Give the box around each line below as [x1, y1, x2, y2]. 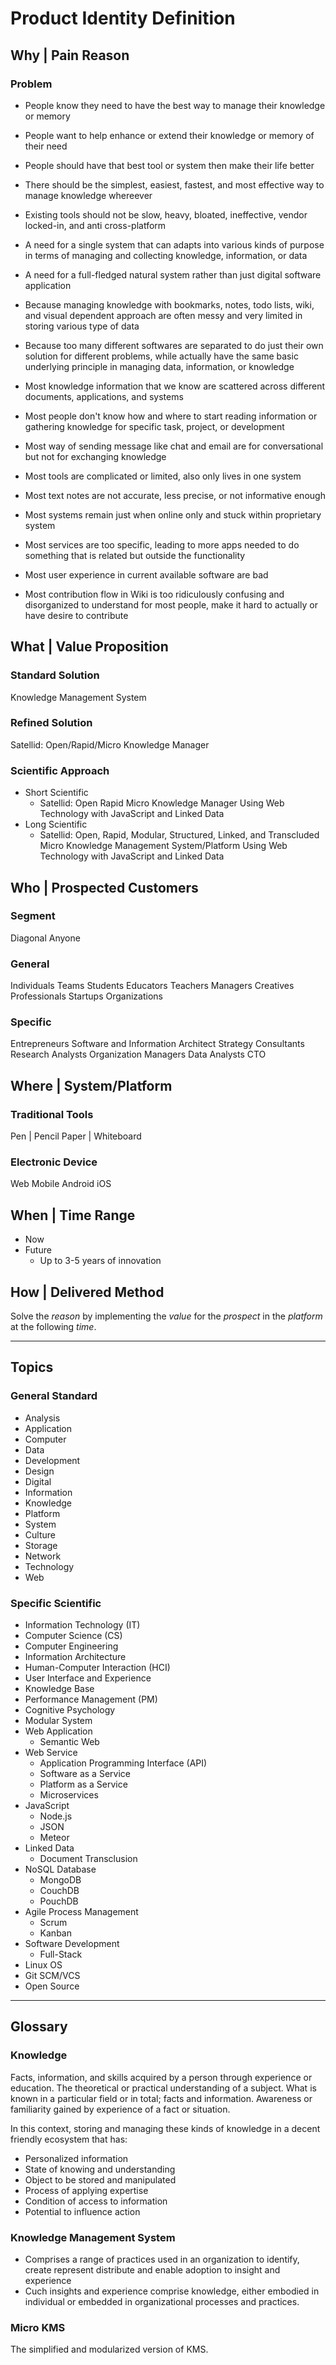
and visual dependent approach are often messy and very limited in [24, 309, 303, 321]
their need [24, 140, 68, 152]
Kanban [39, 1927, 72, 1939]
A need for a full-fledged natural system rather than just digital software [24, 268, 322, 281]
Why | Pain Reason [10, 47, 130, 64]
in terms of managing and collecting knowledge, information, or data [24, 249, 308, 261]
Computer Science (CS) [24, 1630, 123, 1642]
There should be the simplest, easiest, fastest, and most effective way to [24, 178, 325, 191]
